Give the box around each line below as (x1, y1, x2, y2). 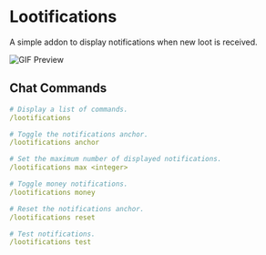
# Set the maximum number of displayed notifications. (9, 155, 222, 164)
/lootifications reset (9, 212, 96, 222)
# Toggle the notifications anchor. (9, 129, 148, 138)
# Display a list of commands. (9, 105, 128, 114)
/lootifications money (9, 188, 96, 197)
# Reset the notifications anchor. (9, 204, 145, 213)
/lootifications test (9, 238, 92, 247)
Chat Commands (9, 80, 107, 97)
